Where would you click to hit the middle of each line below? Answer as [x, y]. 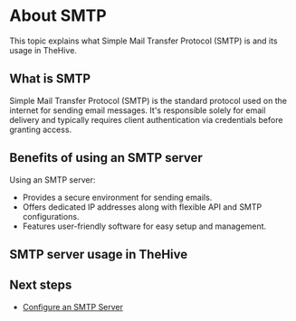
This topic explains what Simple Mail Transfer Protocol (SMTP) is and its [143, 41]
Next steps [41, 285]
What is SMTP [50, 79]
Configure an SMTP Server [73, 307]
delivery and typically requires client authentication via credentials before [146, 119]
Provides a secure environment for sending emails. [117, 197]
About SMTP [58, 16]
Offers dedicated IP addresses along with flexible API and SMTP [142, 207]
